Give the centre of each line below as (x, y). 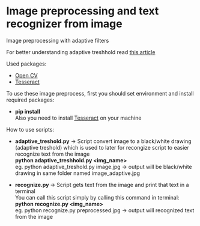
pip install (27, 111)
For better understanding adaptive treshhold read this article (81, 52)
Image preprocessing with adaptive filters (58, 40)
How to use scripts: (30, 129)
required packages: (30, 100)
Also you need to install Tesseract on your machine (78, 118)
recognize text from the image (52, 154)
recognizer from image (64, 24)
